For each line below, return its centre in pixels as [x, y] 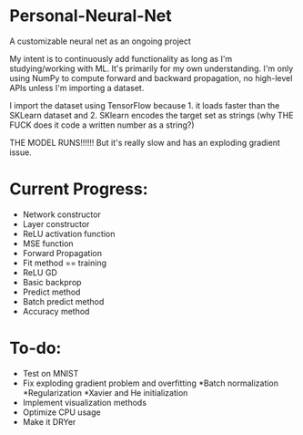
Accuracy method [56, 311]
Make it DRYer [49, 421]
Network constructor [62, 214]
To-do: [35, 348]
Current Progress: [79, 189]
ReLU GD [40, 272]
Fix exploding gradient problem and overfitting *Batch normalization [151, 383]
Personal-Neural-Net [91, 16]
